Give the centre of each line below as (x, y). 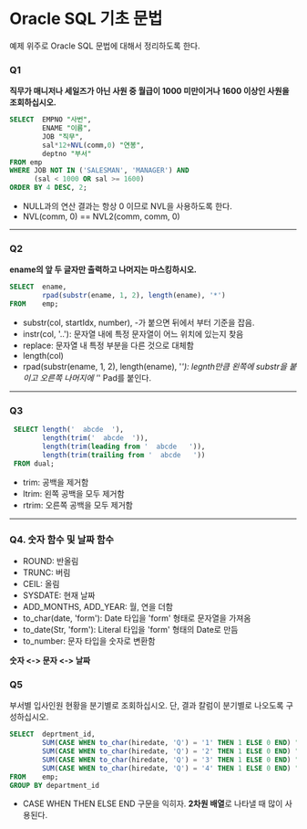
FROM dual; (34, 463)
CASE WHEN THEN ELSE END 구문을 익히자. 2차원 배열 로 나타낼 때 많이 (153, 803)
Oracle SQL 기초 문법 (86, 19)
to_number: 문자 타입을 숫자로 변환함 (89, 641)
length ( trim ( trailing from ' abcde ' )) (124, 455)
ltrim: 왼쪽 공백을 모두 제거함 (73, 493)
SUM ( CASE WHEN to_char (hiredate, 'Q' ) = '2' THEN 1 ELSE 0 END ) (167, 751)
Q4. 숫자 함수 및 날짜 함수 (62, 540)
